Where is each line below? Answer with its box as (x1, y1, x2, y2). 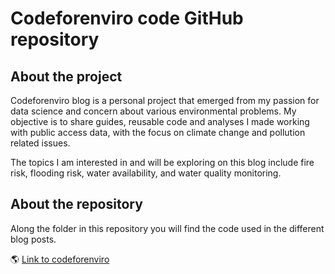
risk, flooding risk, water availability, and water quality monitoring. (10, 167, 282, 179)
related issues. (10, 137, 71, 149)
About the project (10, 68, 123, 85)
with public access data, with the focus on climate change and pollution (10, 127, 306, 138)
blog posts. (10, 233, 57, 245)
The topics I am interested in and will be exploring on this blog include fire (10, 157, 315, 168)
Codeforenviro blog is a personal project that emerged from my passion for (10, 95, 320, 106)
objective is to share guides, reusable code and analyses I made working (10, 116, 310, 127)
